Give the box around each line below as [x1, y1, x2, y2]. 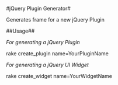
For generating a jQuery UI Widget [6, 61, 89, 68]
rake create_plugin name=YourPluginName [6, 50, 109, 57]
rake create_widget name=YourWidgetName [6, 73, 113, 79]
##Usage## [6, 27, 35, 34]
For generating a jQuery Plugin [6, 39, 80, 45]
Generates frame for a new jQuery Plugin [6, 16, 105, 23]
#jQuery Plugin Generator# [6, 5, 71, 12]
